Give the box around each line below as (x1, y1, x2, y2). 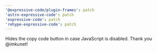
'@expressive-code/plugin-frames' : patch (5, 7, 95, 13)
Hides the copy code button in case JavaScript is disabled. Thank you (5, 36, 152, 42)
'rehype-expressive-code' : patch (5, 21, 76, 27)
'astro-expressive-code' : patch (5, 12, 74, 17)
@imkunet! (5, 41, 28, 47)
